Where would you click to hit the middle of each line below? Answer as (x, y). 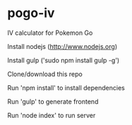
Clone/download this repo (45, 74)
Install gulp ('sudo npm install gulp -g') (64, 60)
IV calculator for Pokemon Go (50, 33)
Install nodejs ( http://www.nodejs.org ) (62, 46)
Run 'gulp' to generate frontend (53, 102)
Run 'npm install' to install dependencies (66, 87)
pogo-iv (31, 13)
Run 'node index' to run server (52, 115)
